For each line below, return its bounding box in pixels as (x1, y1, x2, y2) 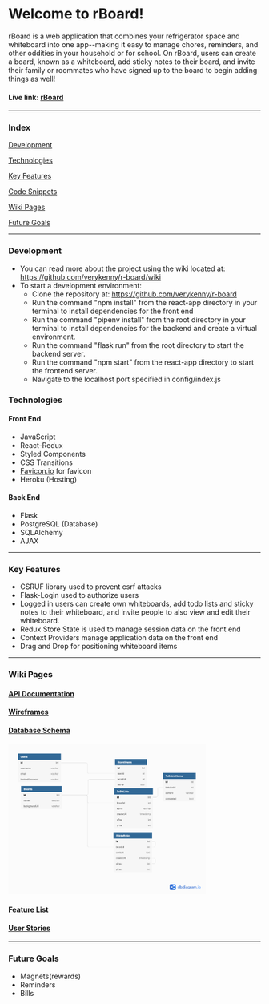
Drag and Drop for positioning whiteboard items (19, 642, 178, 651)
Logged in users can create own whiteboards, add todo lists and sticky (19, 599, 254, 609)
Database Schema (8, 726, 70, 736)
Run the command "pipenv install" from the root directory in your (31, 314, 247, 325)
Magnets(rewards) (19, 971, 82, 981)
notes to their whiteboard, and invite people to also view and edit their (19, 607, 251, 617)
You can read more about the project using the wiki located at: (19, 264, 226, 273)
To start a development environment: (19, 280, 143, 290)
